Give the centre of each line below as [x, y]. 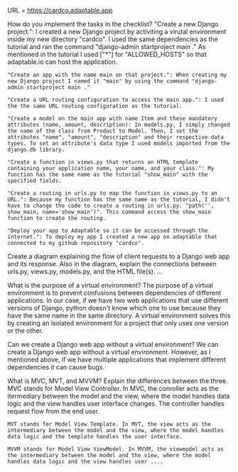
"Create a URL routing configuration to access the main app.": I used [115, 100]
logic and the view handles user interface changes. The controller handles [116, 404]
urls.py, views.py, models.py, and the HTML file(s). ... [85, 271]
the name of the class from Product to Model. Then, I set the [103, 131]
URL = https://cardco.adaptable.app [60, 10]
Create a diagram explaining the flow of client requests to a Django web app [119, 256]
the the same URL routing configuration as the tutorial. [95, 106]
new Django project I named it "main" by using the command [98, 81]
